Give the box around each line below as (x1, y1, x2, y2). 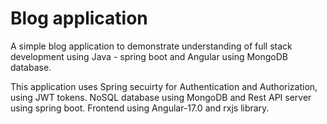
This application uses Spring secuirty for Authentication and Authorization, (10, 80, 318, 92)
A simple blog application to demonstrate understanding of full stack (10, 40, 293, 52)
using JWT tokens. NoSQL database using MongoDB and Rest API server (10, 91, 312, 103)
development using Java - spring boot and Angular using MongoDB (10, 50, 289, 62)
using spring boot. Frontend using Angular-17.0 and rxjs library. (10, 102, 270, 114)
